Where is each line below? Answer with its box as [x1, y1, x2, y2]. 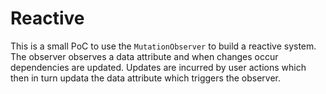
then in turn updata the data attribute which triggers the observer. [10, 72, 281, 84]
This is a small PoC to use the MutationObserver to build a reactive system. [10, 40, 317, 52]
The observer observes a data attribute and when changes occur [10, 50, 279, 62]
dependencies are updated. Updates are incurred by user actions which [10, 61, 307, 73]
